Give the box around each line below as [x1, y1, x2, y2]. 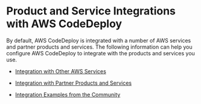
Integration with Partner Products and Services [14, 79, 132, 87]
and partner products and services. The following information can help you [6, 43, 193, 50]
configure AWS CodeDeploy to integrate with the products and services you [6, 49, 195, 57]
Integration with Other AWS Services [14, 67, 107, 75]
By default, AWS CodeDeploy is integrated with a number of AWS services [6, 37, 191, 44]
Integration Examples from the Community [14, 91, 121, 98]
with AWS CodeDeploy [6, 17, 123, 31]
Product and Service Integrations [6, 4, 176, 18]
